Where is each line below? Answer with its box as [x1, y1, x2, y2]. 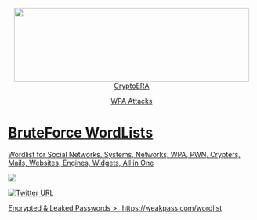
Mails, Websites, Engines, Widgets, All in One [8, 158, 154, 167]
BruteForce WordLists [8, 124, 154, 141]
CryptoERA [113, 81, 150, 90]
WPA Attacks [110, 97, 153, 105]
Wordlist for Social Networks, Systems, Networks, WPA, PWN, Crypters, [8, 149, 241, 159]
